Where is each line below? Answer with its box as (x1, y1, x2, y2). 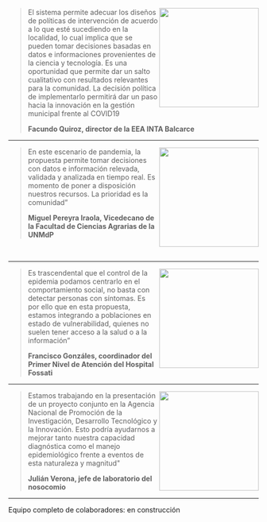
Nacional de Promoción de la (27, 408, 123, 417)
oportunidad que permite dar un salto (27, 67, 151, 75)
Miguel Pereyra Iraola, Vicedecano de (27, 213, 155, 222)
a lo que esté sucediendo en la (27, 25, 129, 33)
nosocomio (27, 482, 66, 492)
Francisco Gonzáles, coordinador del (27, 351, 153, 361)
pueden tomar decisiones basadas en (27, 41, 151, 51)
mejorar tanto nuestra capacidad (27, 433, 135, 443)
